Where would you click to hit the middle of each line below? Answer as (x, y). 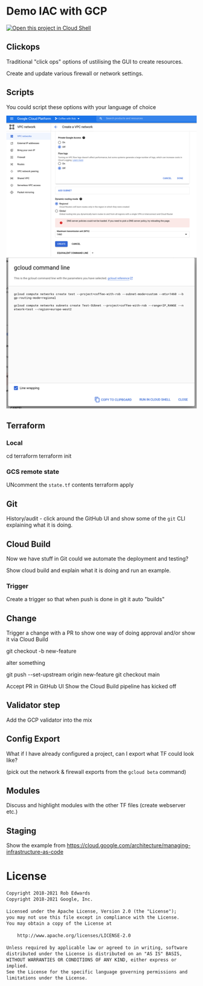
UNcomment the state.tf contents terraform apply (70, 485)
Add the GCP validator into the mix (49, 720)
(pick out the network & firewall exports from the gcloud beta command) (96, 771)
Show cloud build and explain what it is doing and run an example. (89, 570)
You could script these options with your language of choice (81, 107)
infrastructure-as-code (35, 852)
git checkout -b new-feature (41, 651)
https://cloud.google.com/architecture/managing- (129, 845)
